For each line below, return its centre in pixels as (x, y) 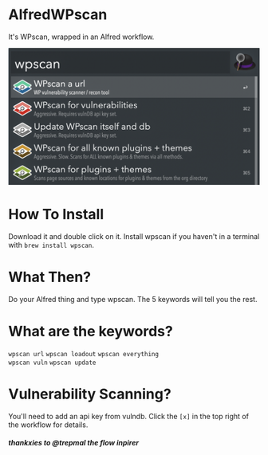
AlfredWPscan (58, 15)
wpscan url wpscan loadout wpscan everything (84, 354)
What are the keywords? (91, 331)
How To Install (56, 215)
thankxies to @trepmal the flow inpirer (74, 443)
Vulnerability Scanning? (90, 394)
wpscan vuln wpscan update (52, 363)
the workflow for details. (48, 425)
